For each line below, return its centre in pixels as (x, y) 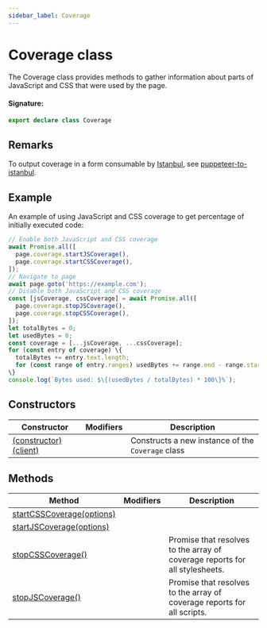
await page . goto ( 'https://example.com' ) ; (78, 284)
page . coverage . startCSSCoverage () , (74, 262)
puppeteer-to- (224, 164)
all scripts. (188, 612)
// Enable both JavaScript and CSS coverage (83, 240)
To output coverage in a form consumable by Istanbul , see (104, 164)
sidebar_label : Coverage (49, 15)
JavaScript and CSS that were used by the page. (88, 85)
